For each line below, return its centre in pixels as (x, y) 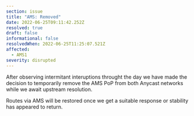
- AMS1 (19, 55)
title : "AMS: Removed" (33, 17)
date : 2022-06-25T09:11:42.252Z (45, 22)
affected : (18, 50)
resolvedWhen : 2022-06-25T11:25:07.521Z (56, 44)
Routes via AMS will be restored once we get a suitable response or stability (97, 100)
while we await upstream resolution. (49, 89)
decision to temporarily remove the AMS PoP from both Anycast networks (95, 83)
